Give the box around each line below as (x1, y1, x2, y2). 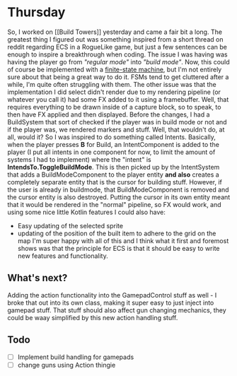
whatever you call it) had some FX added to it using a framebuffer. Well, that (7, 95, 229, 103)
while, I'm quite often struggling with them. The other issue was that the (7, 80, 217, 88)
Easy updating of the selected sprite (17, 221, 124, 230)
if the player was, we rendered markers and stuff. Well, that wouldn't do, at (7, 125, 225, 134)
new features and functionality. (17, 252, 108, 260)
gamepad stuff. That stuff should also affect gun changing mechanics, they (7, 305, 226, 315)
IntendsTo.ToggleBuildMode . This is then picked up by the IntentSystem (7, 163, 220, 171)
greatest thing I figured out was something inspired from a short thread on (7, 35, 224, 43)
